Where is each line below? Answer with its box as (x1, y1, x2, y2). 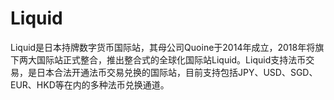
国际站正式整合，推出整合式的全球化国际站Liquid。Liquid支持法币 (36, 53, 307, 66)
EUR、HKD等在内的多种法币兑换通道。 (10, 78, 170, 91)
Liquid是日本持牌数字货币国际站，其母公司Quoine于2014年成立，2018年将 (10, 41, 316, 53)
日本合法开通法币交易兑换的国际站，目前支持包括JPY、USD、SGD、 (36, 66, 318, 78)
